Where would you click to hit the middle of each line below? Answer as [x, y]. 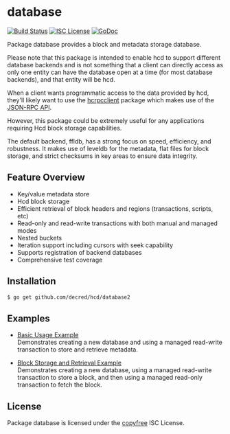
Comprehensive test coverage [60, 260]
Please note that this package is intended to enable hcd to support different [114, 57]
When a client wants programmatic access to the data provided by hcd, [108, 93]
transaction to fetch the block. [59, 385]
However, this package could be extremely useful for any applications [106, 120]
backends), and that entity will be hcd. [61, 79]
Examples [28, 318]
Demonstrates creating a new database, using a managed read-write [114, 370]
